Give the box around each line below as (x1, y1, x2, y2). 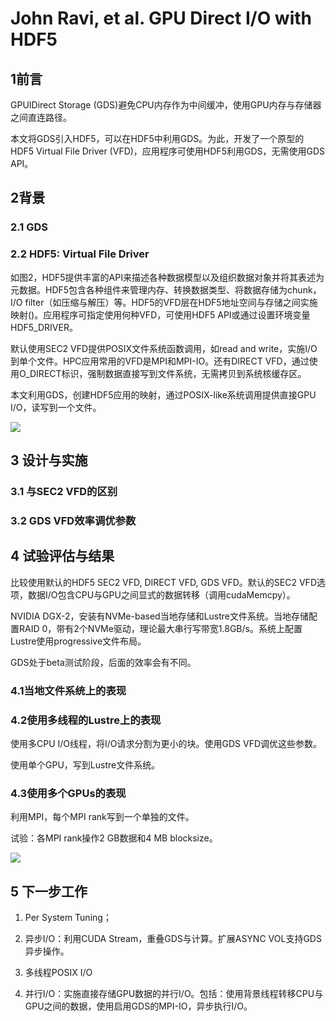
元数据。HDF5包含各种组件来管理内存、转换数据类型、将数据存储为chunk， (10, 283, 322, 296)
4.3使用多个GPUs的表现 (10, 786, 127, 800)
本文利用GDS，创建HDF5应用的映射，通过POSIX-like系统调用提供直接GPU (10, 388, 317, 401)
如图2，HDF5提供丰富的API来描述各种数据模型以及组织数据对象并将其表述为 (10, 271, 325, 283)
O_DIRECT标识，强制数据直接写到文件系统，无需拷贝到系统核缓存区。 (18, 367, 307, 379)
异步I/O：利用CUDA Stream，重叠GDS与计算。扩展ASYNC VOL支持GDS (24, 932, 322, 944)
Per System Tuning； (24, 911, 112, 923)
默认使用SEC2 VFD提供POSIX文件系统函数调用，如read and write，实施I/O (10, 342, 318, 354)
